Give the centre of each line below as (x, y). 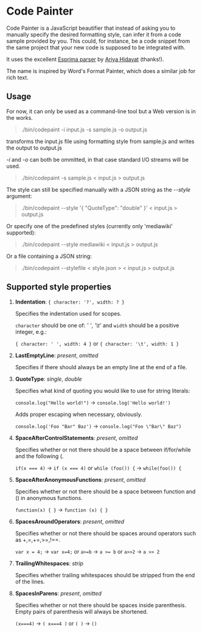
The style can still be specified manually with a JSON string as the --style (98, 189)
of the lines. (30, 582)
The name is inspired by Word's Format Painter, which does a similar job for (101, 71)
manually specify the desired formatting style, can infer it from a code (94, 34)
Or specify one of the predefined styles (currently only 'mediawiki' (90, 226)
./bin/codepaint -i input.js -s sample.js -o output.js (84, 130)
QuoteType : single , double (48, 379)
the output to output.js (34, 148)
